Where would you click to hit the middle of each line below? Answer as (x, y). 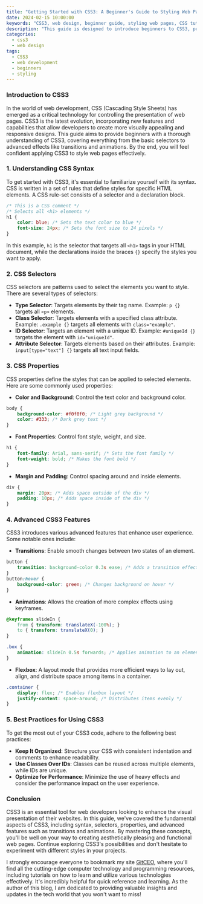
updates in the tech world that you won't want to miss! (74, 894)
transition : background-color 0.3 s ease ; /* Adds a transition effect (108, 568)
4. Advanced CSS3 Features (48, 519)
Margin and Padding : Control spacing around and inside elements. (98, 476)
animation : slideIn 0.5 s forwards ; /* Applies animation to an (98, 653)
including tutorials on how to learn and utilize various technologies (89, 875)
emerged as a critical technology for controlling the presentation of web (96, 114)
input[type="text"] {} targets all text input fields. (77, 350)
